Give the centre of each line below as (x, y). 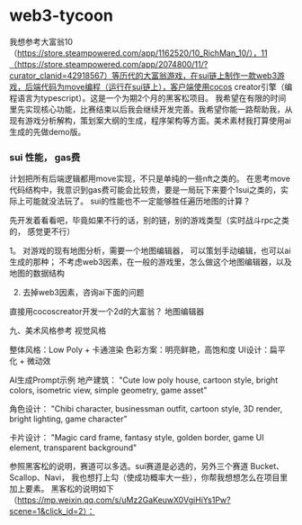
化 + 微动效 (30, 361)
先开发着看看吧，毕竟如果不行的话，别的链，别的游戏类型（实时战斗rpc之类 (150, 221)
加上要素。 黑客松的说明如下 (62, 489)
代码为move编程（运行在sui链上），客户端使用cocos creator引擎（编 (166, 86)
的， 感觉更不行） (42, 231)
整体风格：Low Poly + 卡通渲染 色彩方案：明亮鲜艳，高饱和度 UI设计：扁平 (147, 350)
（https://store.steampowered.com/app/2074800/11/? (109, 64)
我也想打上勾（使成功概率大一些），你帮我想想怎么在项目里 (180, 477)
